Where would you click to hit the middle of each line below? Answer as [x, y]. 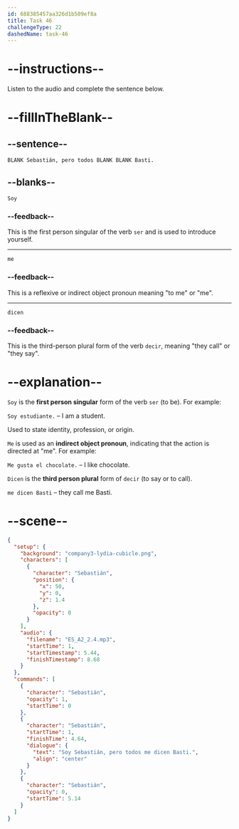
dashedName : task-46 [38, 34]
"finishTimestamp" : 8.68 [63, 659]
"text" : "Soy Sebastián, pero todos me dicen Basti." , [116, 752]
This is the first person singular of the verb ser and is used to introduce [112, 232]
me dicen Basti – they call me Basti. [60, 492]
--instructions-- [56, 69]
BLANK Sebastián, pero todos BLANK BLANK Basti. [81, 160]
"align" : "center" [60, 759]
